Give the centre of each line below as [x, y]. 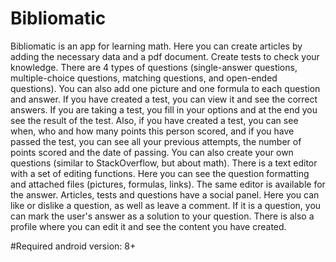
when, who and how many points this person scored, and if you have [152, 131]
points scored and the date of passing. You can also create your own [152, 152]
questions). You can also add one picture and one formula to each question [165, 88]
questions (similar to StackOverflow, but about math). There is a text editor [164, 163]
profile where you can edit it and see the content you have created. [148, 226]
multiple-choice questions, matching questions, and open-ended [144, 78]
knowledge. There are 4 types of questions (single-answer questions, [154, 67]
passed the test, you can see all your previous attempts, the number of [156, 141]
